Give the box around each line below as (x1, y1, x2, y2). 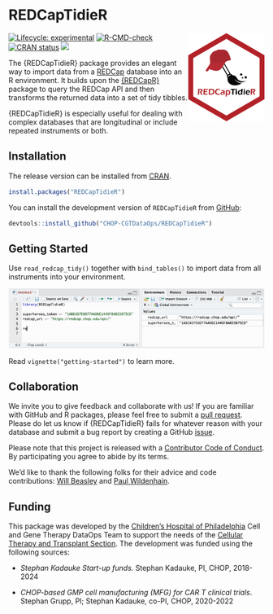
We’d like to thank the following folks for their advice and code (8, 467, 217, 477)
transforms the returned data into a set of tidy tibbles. (8, 92, 188, 103)
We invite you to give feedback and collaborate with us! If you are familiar (8, 401, 254, 411)
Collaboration (8, 380, 79, 394)
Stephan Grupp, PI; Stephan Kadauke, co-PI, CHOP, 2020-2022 (19, 596, 234, 606)
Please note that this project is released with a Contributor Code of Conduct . (8, 443, 265, 453)
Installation (8, 149, 67, 164)
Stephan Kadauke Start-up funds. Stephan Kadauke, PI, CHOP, (19, 564, 232, 573)
